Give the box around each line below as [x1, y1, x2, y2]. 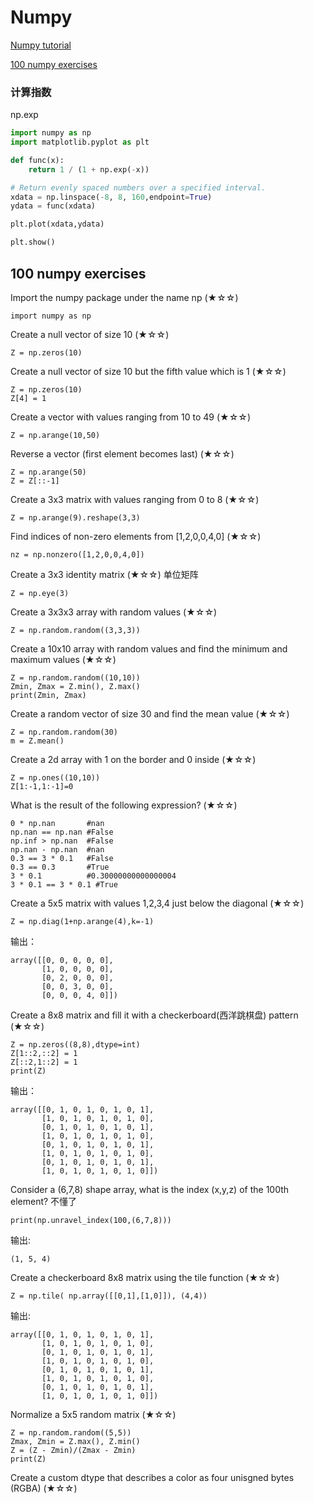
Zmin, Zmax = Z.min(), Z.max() [10, 681, 141, 691]
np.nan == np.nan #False [10, 827, 114, 837]
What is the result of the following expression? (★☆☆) [10, 799, 238, 811]
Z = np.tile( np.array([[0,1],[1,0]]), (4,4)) [10, 1291, 208, 1301]
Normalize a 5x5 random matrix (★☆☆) [10, 1408, 177, 1420]
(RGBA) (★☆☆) [10, 1482, 78, 1494]
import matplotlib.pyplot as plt [10, 137, 150, 148]
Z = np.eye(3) [10, 588, 70, 598]
